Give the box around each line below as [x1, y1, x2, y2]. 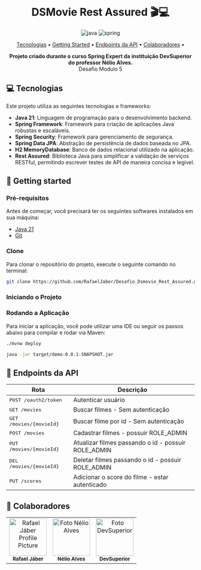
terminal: [6, 267, 28, 274]
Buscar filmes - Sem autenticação [73, 406, 170, 414]
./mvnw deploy [6, 340, 42, 346]
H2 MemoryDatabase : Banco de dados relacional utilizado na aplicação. [14, 146, 194, 153]
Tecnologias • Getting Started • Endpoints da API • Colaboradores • [16, 41, 185, 48]
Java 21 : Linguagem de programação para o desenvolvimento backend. [14, 114, 192, 121]
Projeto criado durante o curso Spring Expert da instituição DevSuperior [9, 52, 192, 59]
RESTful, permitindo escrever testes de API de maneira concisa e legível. [14, 158, 195, 166]
